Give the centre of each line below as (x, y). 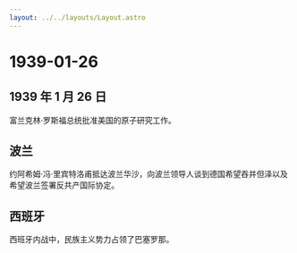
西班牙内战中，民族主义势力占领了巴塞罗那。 (92, 240)
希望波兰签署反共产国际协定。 (64, 185)
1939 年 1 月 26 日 (58, 97)
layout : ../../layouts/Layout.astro (77, 17)
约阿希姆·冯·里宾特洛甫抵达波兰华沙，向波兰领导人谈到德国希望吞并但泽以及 (149, 174)
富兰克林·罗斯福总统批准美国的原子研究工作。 (93, 120)
